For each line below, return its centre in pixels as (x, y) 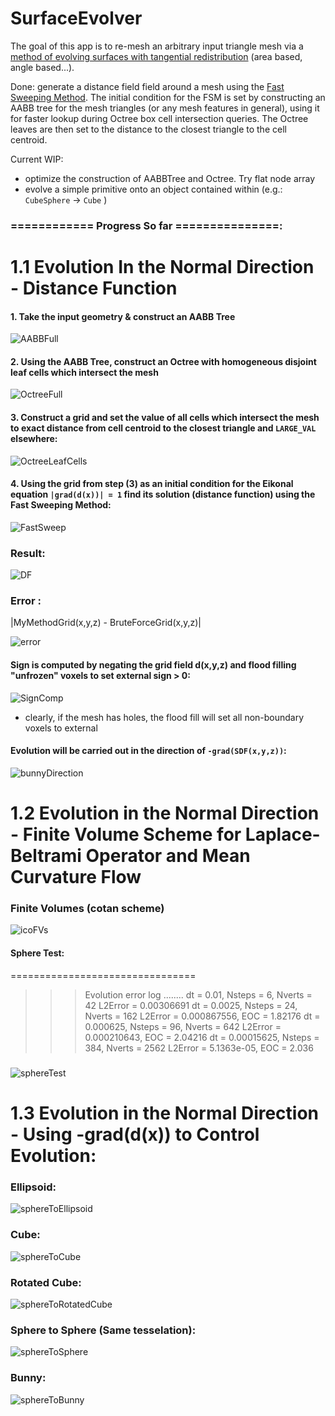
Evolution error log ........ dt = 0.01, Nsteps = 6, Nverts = (198, 994)
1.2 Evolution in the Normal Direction (165, 813)
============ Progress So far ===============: (146, 225)
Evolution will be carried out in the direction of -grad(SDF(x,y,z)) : (148, 751)
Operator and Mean (168, 856)
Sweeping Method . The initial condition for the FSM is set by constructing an (168, 97)
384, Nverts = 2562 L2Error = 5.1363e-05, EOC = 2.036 (199, 1048)
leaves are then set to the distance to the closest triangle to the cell (148, 129)
